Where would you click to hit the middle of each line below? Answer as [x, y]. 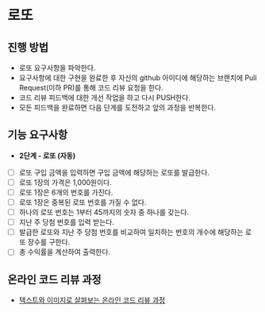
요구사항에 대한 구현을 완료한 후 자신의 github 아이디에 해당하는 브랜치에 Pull [138, 78]
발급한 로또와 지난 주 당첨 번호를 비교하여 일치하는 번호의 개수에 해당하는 [131, 232]
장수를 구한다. [49, 242]
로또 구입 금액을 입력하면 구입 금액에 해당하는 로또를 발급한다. [114, 172]
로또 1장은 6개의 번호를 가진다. [66, 192]
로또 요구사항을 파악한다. [57, 68]
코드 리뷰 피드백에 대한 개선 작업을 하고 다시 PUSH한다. [105, 98]
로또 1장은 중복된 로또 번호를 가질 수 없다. [83, 202]
